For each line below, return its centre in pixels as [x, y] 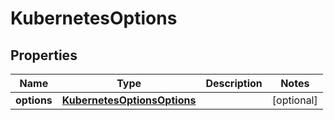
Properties [44, 55]
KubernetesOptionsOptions [129, 100]
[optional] [294, 100]
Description [234, 83]
